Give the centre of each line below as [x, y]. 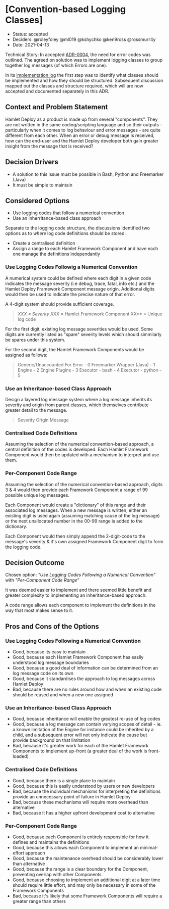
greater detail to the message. [36, 410]
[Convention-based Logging [66, 9]
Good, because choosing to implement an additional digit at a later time [86, 880]
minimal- [149, 847]
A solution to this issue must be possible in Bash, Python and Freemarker [88, 174]
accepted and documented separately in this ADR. [57, 91]
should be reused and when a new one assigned [63, 695]
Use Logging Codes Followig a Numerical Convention [71, 267]
